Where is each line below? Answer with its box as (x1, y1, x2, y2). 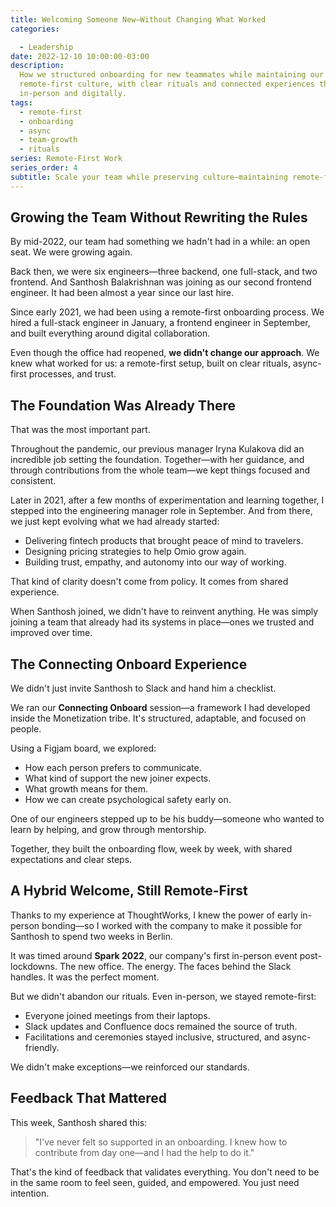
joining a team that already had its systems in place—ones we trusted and (10, 616, 315, 628)
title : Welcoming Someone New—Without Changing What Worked (10, 14, 267, 25)
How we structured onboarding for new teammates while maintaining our (19, 70, 325, 80)
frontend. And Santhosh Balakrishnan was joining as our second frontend (10, 276, 312, 288)
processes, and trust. (28, 368, 117, 380)
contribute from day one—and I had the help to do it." (34, 1146, 255, 1158)
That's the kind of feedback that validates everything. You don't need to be (10, 1166, 320, 1178)
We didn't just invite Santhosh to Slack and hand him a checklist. (10, 682, 277, 695)
